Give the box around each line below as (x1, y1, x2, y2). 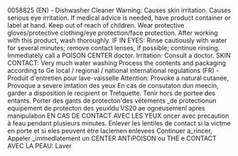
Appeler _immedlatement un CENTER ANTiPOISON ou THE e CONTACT (7, 134, 217, 143)
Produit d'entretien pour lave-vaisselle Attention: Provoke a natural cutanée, (7, 74, 229, 82)
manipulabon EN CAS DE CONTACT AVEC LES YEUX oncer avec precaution (7, 111, 229, 120)
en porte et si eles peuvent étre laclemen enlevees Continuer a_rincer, (7, 127, 212, 135)
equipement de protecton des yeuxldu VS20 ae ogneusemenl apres (7, 104, 205, 112)
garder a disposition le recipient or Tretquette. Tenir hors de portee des (7, 89, 215, 97)
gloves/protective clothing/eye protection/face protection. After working (7, 28, 218, 37)
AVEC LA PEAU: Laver (7, 142, 72, 150)
